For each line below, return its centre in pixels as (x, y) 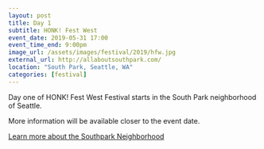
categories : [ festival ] (48, 74)
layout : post (30, 15)
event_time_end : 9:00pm (48, 45)
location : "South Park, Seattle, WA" (71, 67)
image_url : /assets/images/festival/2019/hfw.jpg (92, 52)
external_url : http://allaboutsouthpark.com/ (85, 60)
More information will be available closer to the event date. (104, 120)
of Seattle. (25, 105)
